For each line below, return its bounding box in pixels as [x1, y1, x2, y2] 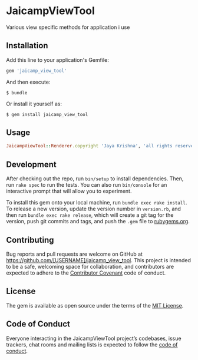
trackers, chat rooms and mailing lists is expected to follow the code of [6, 341, 178, 348]
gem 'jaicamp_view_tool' [6, 68, 67, 74]
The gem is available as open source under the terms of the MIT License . [6, 302, 184, 309]
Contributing [6, 235, 54, 245]
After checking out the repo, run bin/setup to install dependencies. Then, [6, 175, 184, 182]
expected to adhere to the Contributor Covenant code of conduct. [6, 269, 166, 276]
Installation [6, 41, 48, 51]
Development [6, 159, 57, 169]
